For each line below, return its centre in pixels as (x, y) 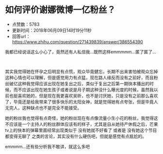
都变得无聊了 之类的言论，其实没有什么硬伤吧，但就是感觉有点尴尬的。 (76, 136)
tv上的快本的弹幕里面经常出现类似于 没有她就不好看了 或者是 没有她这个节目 (81, 130)
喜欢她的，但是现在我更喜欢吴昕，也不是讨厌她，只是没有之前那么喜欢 (88, 95)
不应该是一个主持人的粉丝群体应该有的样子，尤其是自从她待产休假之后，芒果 (81, 124)
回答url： (21, 36)
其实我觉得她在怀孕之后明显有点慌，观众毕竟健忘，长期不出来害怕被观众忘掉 (81, 71)
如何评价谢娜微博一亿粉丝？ (60, 10)
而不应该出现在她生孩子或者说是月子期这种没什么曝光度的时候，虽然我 (83, 90)
